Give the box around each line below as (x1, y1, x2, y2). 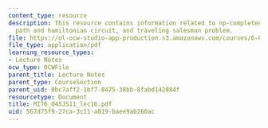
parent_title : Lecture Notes (8, 71, 105, 79)
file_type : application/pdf (8, 41, 102, 49)
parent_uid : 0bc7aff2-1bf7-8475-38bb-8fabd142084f (8, 85, 180, 94)
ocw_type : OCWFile (8, 64, 69, 72)
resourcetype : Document (8, 93, 88, 101)
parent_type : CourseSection (8, 78, 102, 86)
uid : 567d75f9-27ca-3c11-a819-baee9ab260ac (8, 108, 156, 116)
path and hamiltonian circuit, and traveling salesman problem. (15, 26, 234, 34)
